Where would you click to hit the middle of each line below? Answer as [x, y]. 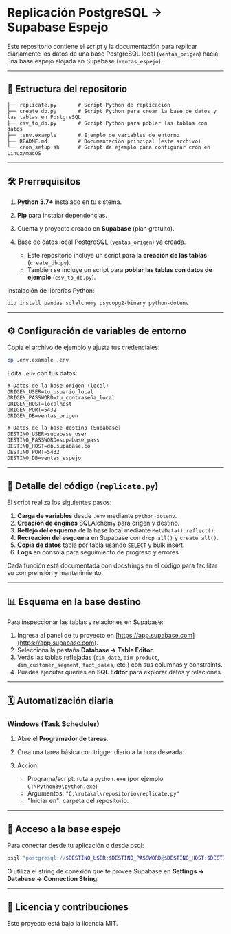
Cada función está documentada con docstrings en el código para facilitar [112, 565]
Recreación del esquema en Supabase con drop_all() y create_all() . [118, 537]
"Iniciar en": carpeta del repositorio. [78, 801]
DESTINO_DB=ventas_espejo [44, 458]
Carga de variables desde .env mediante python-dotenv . [97, 515]
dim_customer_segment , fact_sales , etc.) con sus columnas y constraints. [120, 664]
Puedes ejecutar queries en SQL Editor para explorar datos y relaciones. [120, 672]
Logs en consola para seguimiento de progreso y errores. [99, 552]
